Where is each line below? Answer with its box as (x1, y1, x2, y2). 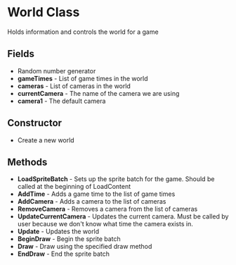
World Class (7, 4, 80, 20)
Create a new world (17, 135, 75, 144)
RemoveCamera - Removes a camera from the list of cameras (17, 205, 198, 214)
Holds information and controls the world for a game (7, 27, 159, 36)
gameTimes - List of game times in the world (17, 74, 149, 82)
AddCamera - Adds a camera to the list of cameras (17, 197, 166, 206)
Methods (7, 156, 48, 168)
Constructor (7, 117, 62, 129)
